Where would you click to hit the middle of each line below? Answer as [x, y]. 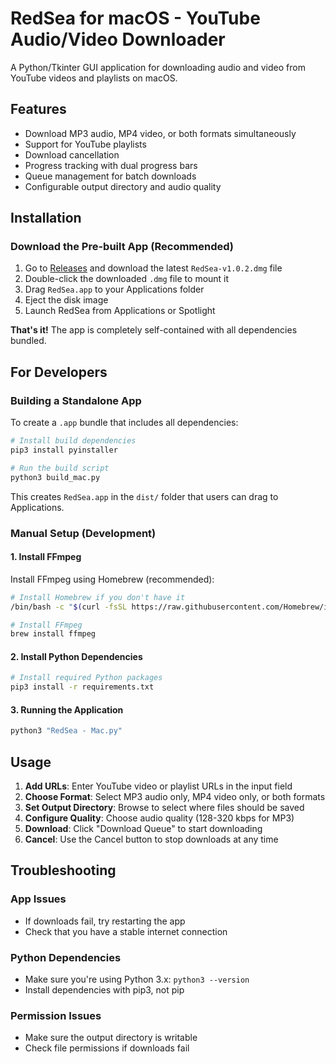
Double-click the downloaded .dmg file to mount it [127, 279]
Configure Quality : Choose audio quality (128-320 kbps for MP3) [159, 818]
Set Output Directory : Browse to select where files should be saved [164, 808]
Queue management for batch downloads [110, 176]
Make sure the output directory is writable [111, 1038]
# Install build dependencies [73, 441]
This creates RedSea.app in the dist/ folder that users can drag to [144, 496]
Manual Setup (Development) [83, 533]
